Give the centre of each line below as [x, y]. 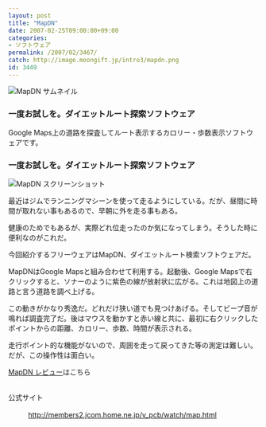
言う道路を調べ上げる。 [60, 292]
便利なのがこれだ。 [40, 238]
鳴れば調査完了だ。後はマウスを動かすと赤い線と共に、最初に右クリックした [133, 319]
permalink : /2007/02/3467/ [53, 53]
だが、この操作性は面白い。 [54, 355]
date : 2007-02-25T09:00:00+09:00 [64, 30]
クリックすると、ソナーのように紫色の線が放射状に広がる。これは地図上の [130, 282]
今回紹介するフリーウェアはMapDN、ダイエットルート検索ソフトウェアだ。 [132, 255]
